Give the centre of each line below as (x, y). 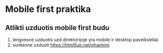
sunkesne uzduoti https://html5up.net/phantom (61, 45)
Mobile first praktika (48, 9)
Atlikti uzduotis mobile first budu (57, 28)
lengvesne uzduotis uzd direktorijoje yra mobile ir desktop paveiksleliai (85, 39)
